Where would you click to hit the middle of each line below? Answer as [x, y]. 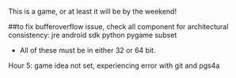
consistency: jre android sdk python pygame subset [93, 35]
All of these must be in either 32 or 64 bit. [88, 50]
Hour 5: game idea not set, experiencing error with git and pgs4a [114, 65]
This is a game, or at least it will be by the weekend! [92, 11]
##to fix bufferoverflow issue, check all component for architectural [118, 26]
